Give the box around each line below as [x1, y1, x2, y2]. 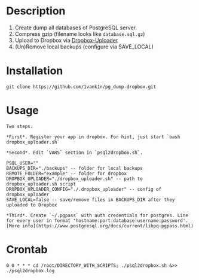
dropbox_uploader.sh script [6, 181, 76, 187]
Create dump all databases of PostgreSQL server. [14, 24, 137, 31]
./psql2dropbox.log [6, 267, 55, 273]
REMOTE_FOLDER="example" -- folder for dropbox [6, 171, 127, 176]
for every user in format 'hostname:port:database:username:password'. [6, 217, 188, 224]
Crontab [6, 243, 48, 256]
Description [6, 4, 66, 18]
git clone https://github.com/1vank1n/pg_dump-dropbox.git [6, 84, 157, 90]
